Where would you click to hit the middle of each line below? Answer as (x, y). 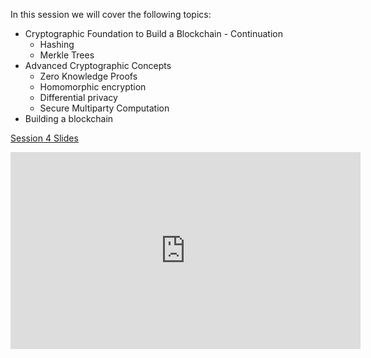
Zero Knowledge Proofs (88, 76)
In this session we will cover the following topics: (111, 14)
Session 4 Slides (44, 138)
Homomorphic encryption (93, 87)
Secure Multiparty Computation (104, 108)
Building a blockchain (69, 118)
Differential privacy (78, 97)
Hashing (57, 44)
